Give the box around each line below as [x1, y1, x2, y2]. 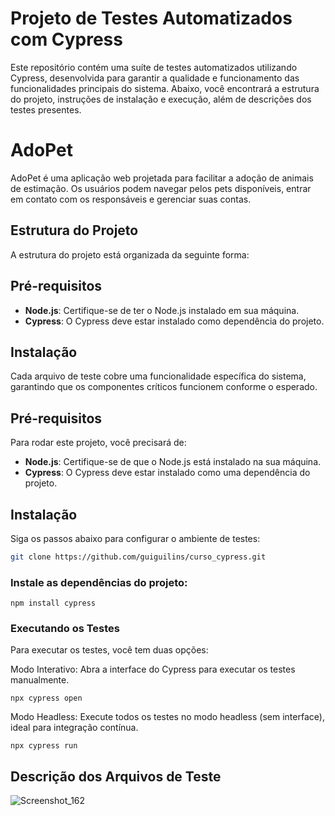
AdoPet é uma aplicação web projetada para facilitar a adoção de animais [10, 172, 314, 184]
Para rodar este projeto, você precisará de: [10, 437, 187, 449]
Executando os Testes [10, 622, 120, 636]
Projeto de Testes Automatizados [10, 7, 293, 30]
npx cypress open [10, 693, 83, 704]
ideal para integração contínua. [10, 722, 139, 734]
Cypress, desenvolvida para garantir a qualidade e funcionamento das [10, 72, 300, 84]
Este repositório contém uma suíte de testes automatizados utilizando [10, 61, 298, 73]
